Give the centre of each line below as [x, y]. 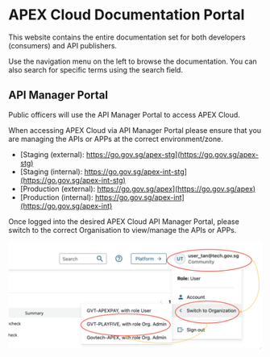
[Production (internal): [57, 197]
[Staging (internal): [51, 172]
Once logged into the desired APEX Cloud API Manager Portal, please [124, 221]
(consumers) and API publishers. [63, 45]
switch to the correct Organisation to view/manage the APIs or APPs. [123, 230]
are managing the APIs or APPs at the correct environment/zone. [116, 139]
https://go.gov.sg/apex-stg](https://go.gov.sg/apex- [172, 154]
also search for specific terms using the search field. [96, 69]
